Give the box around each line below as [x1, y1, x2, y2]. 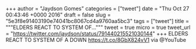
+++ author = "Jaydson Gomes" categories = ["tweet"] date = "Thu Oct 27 [5, 5, 189, 12]
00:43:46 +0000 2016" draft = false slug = [5, 11, 111, 18]
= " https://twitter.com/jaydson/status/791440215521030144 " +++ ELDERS [5, 30, 188, 37]
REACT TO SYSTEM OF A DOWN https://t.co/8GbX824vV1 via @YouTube [5, 37, 186, 43]
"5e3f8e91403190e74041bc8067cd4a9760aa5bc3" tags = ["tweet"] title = [5, 18, 189, 24]
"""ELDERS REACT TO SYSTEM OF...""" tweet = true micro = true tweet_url [5, 24, 191, 31]
